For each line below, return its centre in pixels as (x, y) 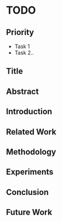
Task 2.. (24, 53)
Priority (20, 32)
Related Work (31, 132)
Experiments (30, 172)
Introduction (29, 112)
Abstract (23, 92)
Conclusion (27, 192)
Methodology (31, 152)
